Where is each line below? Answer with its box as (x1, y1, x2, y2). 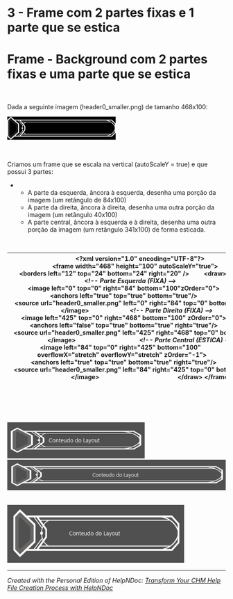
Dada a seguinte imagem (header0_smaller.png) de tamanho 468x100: (7, 103, 208, 111)
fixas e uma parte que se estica (7, 66, 191, 82)
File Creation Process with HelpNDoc (7, 583, 113, 592)
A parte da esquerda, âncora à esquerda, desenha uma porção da (27, 189, 216, 197)
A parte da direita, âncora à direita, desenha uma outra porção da (27, 203, 215, 211)
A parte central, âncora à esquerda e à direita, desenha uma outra (27, 218, 216, 227)
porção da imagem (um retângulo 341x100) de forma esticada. (27, 225, 206, 234)
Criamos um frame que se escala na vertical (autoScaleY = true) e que (7, 160, 208, 168)
